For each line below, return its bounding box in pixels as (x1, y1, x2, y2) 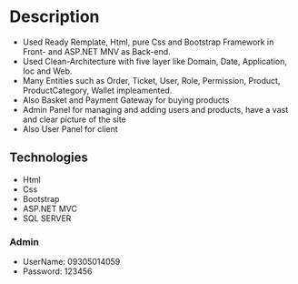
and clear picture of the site (22, 114, 127, 125)
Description (9, 6, 100, 27)
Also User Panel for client (22, 123, 118, 134)
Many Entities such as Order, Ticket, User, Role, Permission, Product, (22, 75, 281, 86)
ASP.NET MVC (22, 203, 77, 214)
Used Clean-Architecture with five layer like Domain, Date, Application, (22, 56, 288, 66)
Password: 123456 (22, 266, 93, 277)
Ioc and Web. (22, 66, 73, 76)
